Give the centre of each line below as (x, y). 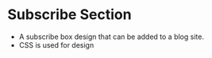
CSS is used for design (56, 44)
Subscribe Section (69, 15)
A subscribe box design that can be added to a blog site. (111, 37)
